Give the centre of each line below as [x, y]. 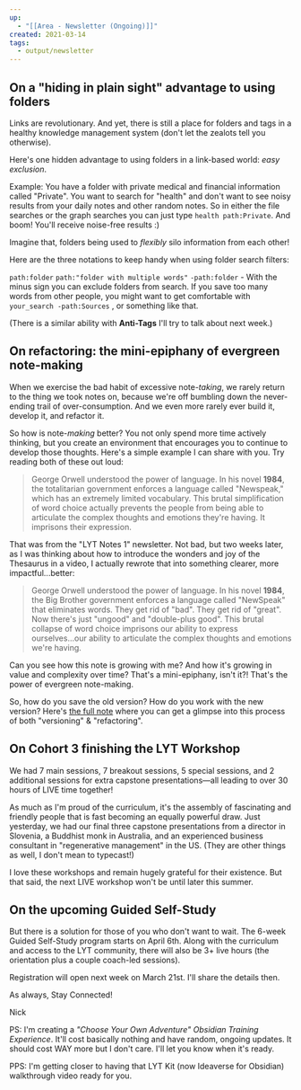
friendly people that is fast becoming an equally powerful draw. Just [135, 816]
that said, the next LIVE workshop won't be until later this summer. [131, 882]
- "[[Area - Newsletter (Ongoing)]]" [88, 26]
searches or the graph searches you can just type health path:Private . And [150, 215]
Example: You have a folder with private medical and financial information [145, 186]
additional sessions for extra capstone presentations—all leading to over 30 [149, 780]
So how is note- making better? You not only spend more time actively [138, 433]
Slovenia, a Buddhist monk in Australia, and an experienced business [137, 836]
